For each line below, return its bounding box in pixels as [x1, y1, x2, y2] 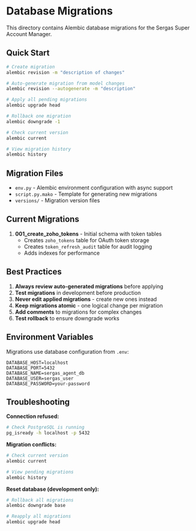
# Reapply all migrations [6, 514, 71, 520]
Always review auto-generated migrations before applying [14, 282, 164, 290]
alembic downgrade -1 [6, 118, 61, 124]
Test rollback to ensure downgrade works [14, 314, 120, 322]
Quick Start [6, 48, 50, 58]
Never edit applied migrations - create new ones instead [14, 296, 158, 303]
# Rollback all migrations [6, 497, 74, 503]
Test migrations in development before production [14, 289, 141, 296]
